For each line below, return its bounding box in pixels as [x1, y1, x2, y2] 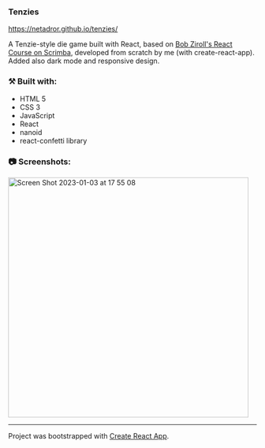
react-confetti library [19, 136, 88, 145]
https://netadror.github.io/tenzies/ [8, 24, 118, 34]
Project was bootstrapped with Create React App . [8, 431, 170, 440]
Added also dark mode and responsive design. [8, 56, 160, 65]
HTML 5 [19, 94, 47, 103]
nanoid [19, 127, 43, 136]
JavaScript [19, 110, 55, 120]
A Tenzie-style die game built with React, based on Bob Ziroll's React [8, 39, 233, 49]
